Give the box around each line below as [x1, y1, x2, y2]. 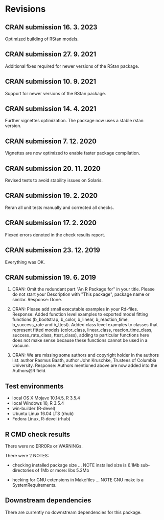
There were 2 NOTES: [5, 452, 49, 458]
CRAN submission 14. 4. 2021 [5, 104, 96, 113]
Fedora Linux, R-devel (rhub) [12, 416, 70, 422]
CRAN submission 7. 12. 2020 [5, 137, 97, 145]
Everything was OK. [5, 259, 45, 265]
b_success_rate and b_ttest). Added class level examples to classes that [12, 322, 158, 328]
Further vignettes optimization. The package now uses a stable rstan [5, 118, 143, 124]
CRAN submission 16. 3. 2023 [5, 23, 98, 31]
